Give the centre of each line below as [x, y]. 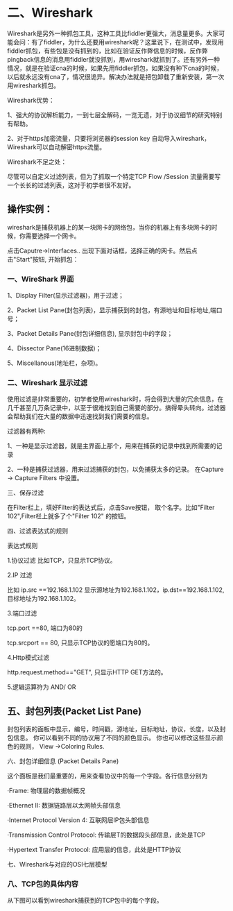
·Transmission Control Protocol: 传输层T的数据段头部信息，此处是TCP [106, 835]
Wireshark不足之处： [37, 162]
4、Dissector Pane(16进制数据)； [54, 348]
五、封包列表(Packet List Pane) [75, 711]
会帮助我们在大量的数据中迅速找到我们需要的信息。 [80, 416]
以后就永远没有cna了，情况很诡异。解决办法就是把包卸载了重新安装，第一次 [116, 76]
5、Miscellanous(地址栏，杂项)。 [54, 363]
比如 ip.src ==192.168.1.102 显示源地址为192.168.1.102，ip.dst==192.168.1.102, [116, 590]
